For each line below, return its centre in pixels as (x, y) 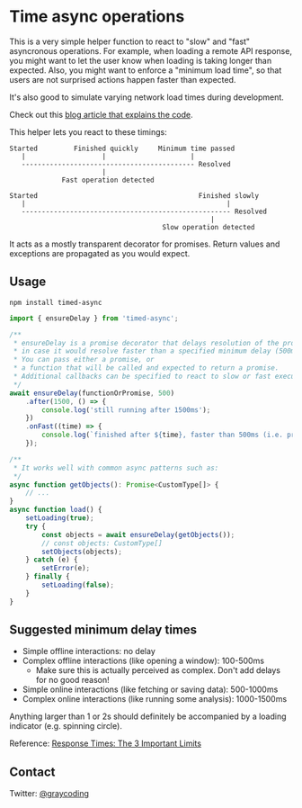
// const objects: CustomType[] (102, 543)
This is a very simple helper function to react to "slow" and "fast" (129, 41)
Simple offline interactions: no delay (89, 651)
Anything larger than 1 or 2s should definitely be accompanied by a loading (148, 716)
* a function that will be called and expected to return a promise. (146, 368)
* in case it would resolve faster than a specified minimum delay (142, 351)
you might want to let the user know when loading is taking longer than (141, 60)
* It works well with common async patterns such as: (116, 468)
